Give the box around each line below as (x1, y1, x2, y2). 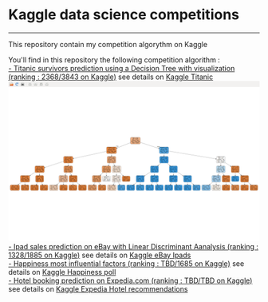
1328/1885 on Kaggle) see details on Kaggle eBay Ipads (8, 250, 191, 260)
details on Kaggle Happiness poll (8, 267, 116, 276)
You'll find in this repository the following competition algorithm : (8, 54, 221, 65)
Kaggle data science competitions (8, 6, 239, 24)
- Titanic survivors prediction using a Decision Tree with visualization (8, 63, 235, 73)
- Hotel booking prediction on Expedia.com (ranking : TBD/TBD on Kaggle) (8, 276, 253, 285)
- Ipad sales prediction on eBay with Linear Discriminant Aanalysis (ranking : (8, 241, 259, 251)
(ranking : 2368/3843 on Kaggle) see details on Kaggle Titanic (8, 72, 214, 81)
